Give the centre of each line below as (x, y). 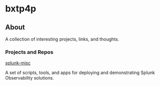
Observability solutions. (30, 78)
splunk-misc (18, 63)
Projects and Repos (29, 52)
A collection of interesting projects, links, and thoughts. (62, 39)
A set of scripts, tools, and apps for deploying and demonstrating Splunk (80, 72)
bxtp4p (21, 9)
